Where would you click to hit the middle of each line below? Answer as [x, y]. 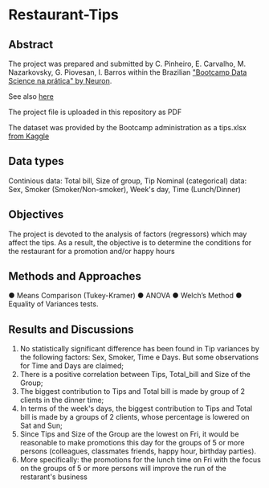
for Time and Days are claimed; [72, 366]
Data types [36, 161]
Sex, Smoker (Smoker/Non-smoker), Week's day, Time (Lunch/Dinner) [124, 189]
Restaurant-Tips [63, 15]
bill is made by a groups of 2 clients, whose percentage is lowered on [135, 417]
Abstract [31, 45]
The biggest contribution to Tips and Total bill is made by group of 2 [132, 392]
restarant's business [54, 477]
